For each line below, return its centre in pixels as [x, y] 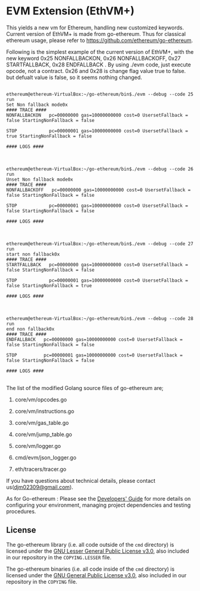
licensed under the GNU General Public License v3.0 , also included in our [96, 575]
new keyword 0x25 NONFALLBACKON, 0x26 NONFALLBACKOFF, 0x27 [93, 58]
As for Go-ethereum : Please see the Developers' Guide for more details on [99, 498]
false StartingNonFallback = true [49, 285]
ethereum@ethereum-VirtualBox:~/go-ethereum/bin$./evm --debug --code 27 [100, 243]
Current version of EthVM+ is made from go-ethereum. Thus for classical [96, 33]
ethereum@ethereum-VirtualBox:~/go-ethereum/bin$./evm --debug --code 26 [100, 169]
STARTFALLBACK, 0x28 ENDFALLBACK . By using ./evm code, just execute [99, 65]
